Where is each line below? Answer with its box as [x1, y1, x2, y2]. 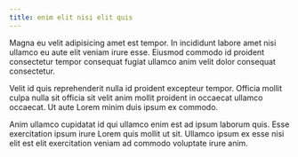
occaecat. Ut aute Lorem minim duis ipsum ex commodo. [9, 101, 219, 112]
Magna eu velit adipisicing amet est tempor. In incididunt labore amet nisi [9, 37, 277, 48]
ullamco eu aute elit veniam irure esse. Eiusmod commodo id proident [9, 46, 265, 58]
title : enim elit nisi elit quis [9, 12, 133, 22]
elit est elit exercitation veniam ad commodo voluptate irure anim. [9, 137, 249, 148]
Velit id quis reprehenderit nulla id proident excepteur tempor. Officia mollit [9, 82, 283, 93]
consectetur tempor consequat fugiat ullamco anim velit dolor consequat [9, 56, 276, 67]
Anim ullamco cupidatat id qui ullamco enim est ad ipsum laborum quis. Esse [9, 119, 290, 130]
